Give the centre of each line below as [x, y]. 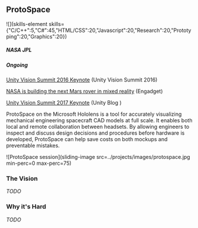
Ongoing [17, 65]
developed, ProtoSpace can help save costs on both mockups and [87, 139]
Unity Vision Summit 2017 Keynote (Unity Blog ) [64, 103]
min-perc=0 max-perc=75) [39, 163]
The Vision [22, 178]
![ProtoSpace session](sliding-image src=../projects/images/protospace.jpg [98, 157]
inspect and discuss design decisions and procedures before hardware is [95, 133]
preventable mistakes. [33, 146]
